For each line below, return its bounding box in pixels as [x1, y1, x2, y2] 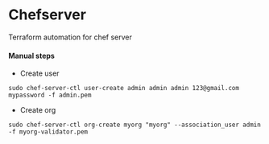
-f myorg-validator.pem [8, 128, 89, 136]
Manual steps [8, 51, 55, 60]
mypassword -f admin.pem [8, 91, 92, 100]
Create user [19, 68, 60, 78]
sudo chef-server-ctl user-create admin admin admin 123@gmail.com [8, 84, 240, 93]
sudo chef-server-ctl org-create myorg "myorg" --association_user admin [8, 121, 262, 130]
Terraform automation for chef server [8, 32, 133, 42]
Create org [19, 105, 56, 115]
